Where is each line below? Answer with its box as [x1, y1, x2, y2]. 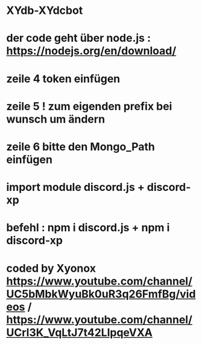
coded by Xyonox [6, 261, 96, 275]
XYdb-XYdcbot [6, 4, 83, 18]
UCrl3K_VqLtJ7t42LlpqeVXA [6, 326, 153, 339]
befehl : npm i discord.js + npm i [6, 221, 170, 234]
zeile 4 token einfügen [6, 72, 121, 85]
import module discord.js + [6, 181, 145, 194]
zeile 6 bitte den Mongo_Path [6, 140, 155, 153]
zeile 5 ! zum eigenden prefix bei [6, 99, 172, 113]
